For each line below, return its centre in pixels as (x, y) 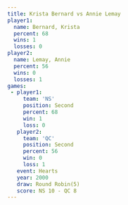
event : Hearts (37, 171)
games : (17, 86)
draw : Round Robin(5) (48, 184)
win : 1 (32, 118)
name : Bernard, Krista (47, 27)
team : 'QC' (39, 138)
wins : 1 (25, 40)
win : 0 (32, 158)
